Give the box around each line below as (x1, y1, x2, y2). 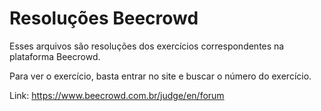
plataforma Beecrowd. (9, 50, 101, 62)
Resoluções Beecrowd (9, 7, 199, 30)
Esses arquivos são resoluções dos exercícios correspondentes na (9, 40, 285, 52)
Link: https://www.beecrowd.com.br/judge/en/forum (9, 89, 225, 101)
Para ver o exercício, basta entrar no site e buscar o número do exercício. (9, 70, 312, 82)
